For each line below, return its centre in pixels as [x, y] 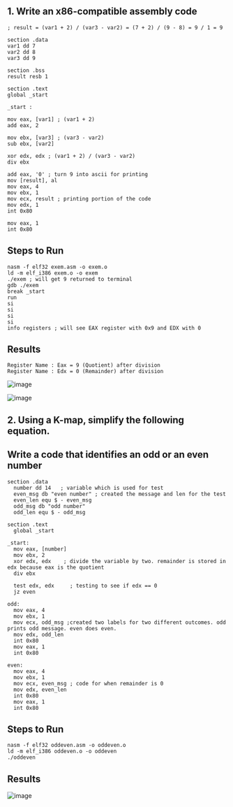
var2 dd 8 [22, 52]
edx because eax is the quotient [56, 567]
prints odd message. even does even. [62, 628]
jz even [25, 592]
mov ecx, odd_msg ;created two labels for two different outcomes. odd [120, 622]
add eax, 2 [23, 125]
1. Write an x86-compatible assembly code [102, 12]
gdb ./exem [23, 285]
